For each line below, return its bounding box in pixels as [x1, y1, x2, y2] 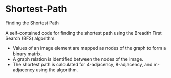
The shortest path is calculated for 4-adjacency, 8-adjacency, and [12, 61, 153, 67]
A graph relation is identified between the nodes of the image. [12, 56, 143, 62]
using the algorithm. [35, 67, 78, 73]
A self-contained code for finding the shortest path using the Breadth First [5, 30, 162, 36]
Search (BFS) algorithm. [5, 35, 56, 41]
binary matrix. [12, 50, 42, 57]
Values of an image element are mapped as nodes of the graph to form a [12, 45, 166, 51]
